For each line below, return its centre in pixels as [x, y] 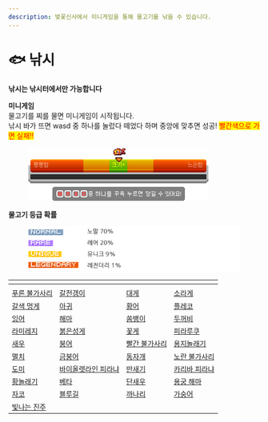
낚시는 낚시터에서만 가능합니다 [55, 89]
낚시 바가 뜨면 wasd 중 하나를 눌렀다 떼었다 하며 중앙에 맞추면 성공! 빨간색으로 [130, 125]
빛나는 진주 [29, 407]
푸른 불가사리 [32, 293]
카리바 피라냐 [194, 368]
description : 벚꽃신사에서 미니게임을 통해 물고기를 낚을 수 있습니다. [110, 17]
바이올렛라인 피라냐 [90, 368]
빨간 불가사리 [146, 344]
